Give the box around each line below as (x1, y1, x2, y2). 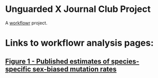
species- (111, 57, 139, 66)
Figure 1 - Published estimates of (5, 57, 110, 66)
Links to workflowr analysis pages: (5, 37, 154, 49)
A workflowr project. (5, 20, 48, 26)
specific (5, 65, 32, 73)
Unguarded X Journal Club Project (5, 3, 151, 15)
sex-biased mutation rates (32, 65, 117, 73)
